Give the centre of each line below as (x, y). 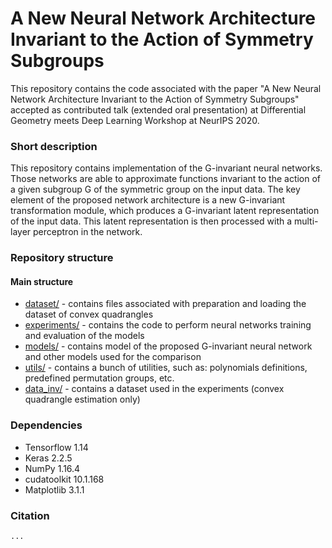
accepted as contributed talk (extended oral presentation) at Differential (158, 109)
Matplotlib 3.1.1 (54, 489)
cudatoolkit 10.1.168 (64, 479)
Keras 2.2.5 (48, 458)
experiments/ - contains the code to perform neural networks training (168, 325)
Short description (54, 146)
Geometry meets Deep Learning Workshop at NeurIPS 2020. (135, 120)
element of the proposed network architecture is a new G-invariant (148, 200)
